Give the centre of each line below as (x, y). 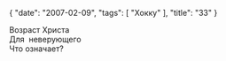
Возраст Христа (39, 30)
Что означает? (36, 49)
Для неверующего (45, 39)
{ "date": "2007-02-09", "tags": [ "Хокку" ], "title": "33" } (113, 13)
